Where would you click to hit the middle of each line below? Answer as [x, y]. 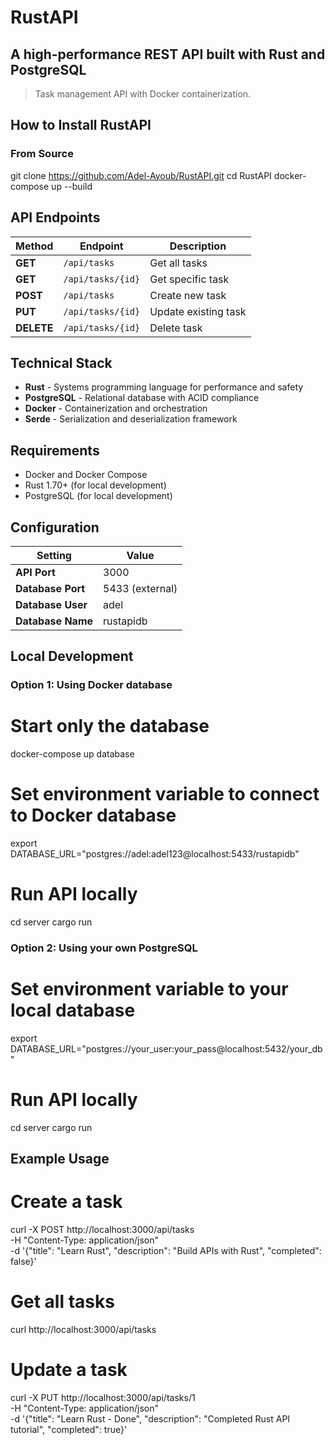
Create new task [188, 295]
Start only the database [110, 726]
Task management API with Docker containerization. [143, 94]
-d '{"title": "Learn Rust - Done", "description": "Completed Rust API [150, 1419]
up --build [72, 186]
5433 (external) [140, 588]
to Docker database [93, 815]
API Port [35, 572]
